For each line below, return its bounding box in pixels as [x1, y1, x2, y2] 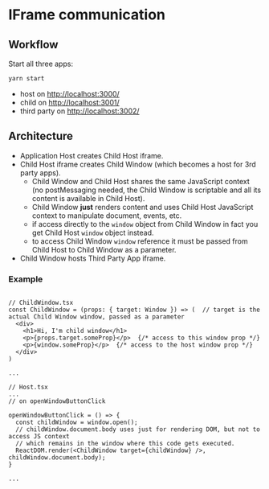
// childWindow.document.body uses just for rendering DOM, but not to [15, 425, 261, 434]
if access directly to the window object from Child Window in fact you [31, 219, 259, 228]
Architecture [8, 129, 74, 143]
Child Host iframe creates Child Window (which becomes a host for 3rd [19, 159, 257, 169]
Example [8, 273, 43, 285]
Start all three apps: [8, 59, 74, 68]
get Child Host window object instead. [31, 228, 154, 237]
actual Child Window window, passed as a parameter [8, 312, 185, 321]
